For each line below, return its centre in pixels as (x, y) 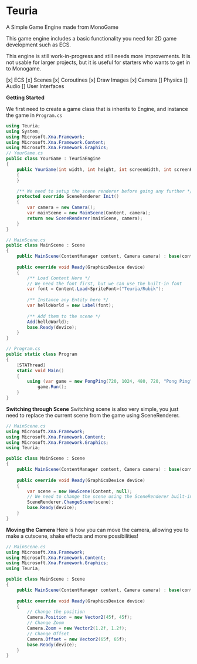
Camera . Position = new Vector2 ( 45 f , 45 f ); (80, 618)
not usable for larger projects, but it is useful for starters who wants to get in (98, 62)
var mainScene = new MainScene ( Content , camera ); (89, 213)
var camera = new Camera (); (61, 208)
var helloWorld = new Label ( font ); (71, 306)
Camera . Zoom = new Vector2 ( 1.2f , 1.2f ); (77, 628)
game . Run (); (52, 387)
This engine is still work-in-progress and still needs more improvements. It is (98, 56)
